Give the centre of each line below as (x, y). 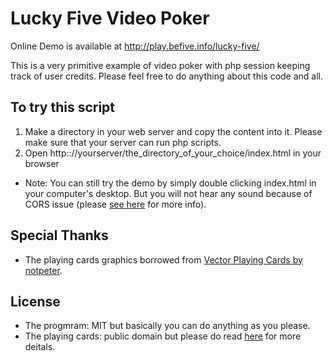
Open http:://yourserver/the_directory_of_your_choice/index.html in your (173, 153)
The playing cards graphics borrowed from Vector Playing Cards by (163, 259)
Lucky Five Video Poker (110, 18)
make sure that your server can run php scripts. (123, 142)
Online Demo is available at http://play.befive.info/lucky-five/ (135, 46)
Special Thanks (59, 235)
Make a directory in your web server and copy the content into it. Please (173, 131)
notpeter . (43, 270)
